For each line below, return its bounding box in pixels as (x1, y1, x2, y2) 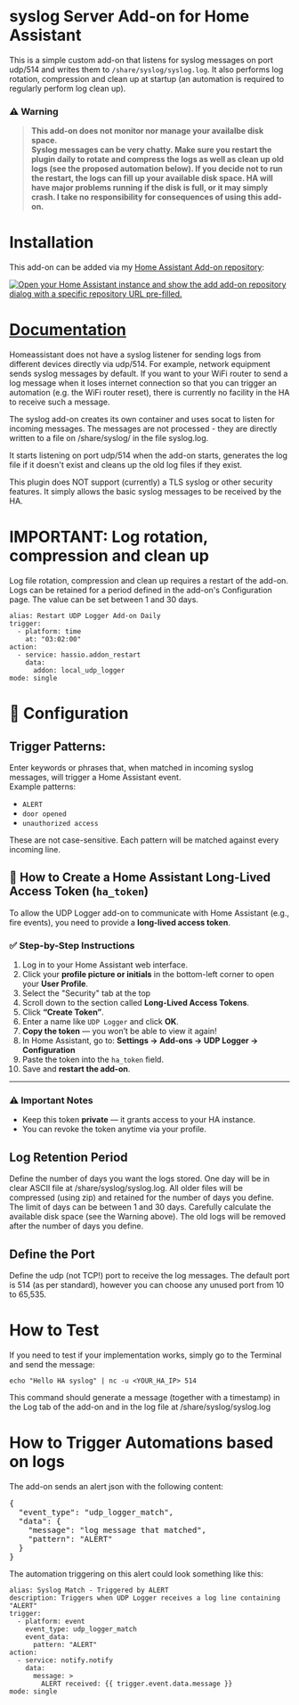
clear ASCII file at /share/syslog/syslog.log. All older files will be (9, 1183, 243, 1194)
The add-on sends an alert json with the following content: (9, 1481, 224, 1491)
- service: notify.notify (17, 1655, 114, 1665)
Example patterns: (9, 781, 77, 792)
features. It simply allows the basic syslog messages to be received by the (9, 486, 282, 497)
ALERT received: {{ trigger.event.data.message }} (41, 1679, 233, 1688)
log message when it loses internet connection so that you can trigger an (9, 378, 278, 388)
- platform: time (17, 627, 82, 636)
